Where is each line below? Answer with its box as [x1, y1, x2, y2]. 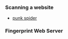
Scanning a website [5, 4, 54, 11]
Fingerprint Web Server [5, 28, 63, 35]
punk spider [12, 15, 37, 21]
